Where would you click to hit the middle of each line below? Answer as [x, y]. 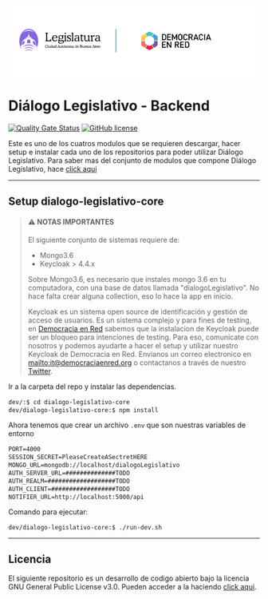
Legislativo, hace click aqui [53, 169]
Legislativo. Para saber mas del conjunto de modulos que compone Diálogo [132, 160]
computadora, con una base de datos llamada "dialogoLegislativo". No [143, 288]
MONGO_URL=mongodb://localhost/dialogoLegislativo [94, 465]
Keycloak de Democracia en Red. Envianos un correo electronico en [139, 354]
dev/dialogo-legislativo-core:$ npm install [83, 410]
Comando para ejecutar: [48, 512]
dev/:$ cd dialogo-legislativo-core [69, 402]
